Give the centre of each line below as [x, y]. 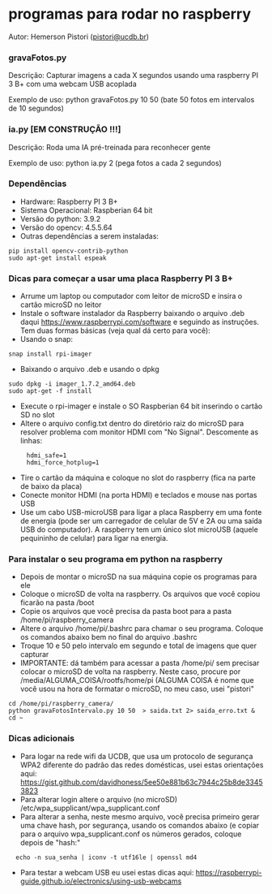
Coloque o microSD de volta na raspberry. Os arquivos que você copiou [140, 594]
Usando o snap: [47, 339]
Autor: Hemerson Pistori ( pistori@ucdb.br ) [79, 37]
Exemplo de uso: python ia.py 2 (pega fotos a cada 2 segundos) [115, 162]
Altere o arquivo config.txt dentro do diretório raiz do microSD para [132, 424]
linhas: [31, 441]
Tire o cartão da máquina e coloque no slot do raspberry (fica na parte [138, 478]
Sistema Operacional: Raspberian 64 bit [86, 210]
